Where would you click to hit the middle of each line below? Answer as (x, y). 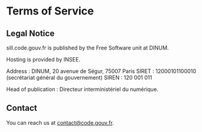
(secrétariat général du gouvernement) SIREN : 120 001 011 (79, 77)
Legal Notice (30, 33)
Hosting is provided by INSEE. (43, 59)
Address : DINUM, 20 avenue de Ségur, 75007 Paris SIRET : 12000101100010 (101, 71)
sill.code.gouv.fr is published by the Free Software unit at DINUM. (87, 48)
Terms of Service (50, 11)
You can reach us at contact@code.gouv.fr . (60, 122)
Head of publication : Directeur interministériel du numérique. (82, 89)
